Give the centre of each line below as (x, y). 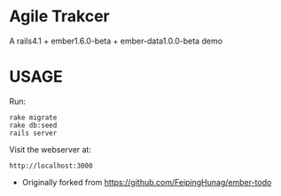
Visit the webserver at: (50, 149)
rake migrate (33, 117)
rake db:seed (33, 125)
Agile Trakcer (59, 16)
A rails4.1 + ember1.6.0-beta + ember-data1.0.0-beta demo (116, 41)
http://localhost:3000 (51, 166)
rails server (33, 133)
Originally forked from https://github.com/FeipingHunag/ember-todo (147, 182)
